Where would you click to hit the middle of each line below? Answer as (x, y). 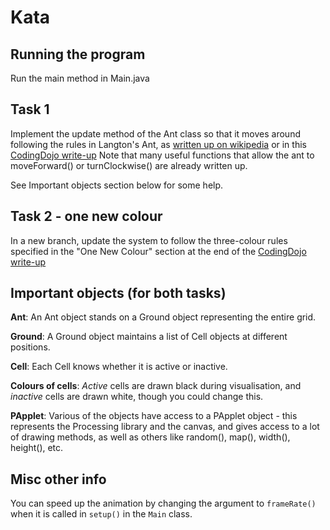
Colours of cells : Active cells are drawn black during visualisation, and (156, 386)
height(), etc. (37, 448)
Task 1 (30, 109)
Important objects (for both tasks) (118, 293)
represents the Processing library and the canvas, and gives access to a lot (165, 427)
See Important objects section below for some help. (117, 185)
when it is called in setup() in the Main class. (101, 514)
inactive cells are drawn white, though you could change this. (137, 397)
